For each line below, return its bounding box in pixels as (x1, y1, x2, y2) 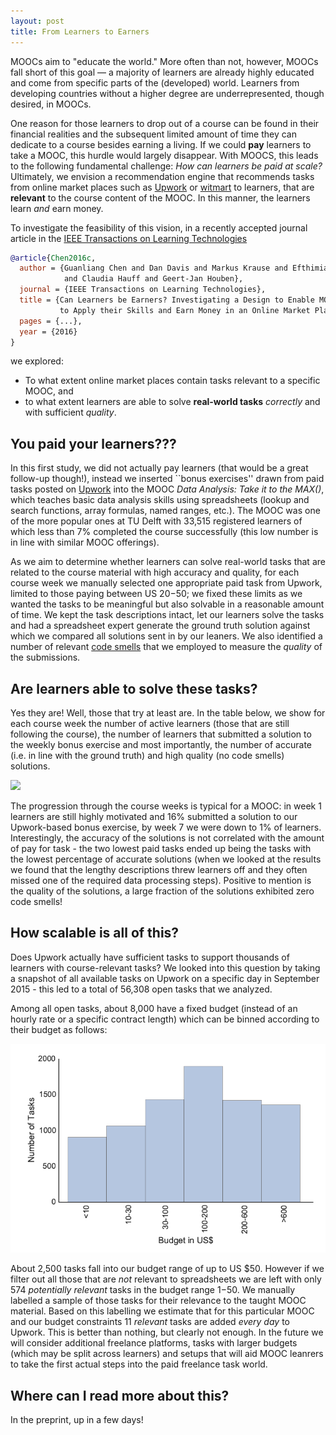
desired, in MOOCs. (10, 98, 92, 110)
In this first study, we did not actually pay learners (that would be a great (10, 462, 309, 474)
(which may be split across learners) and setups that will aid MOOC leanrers (10, 1348, 324, 1360)
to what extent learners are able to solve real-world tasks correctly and (24, 396, 321, 408)
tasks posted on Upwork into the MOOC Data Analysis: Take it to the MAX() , (10, 483, 325, 495)
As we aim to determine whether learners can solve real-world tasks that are (10, 556, 326, 568)
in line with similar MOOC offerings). (10, 536, 160, 549)
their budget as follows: (10, 1023, 108, 1035)
